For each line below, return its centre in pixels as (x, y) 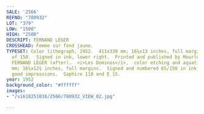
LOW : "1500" (21, 29)
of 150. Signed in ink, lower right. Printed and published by (96, 57)
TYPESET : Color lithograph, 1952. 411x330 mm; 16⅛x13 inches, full (95, 52)
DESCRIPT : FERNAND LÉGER (38, 40)
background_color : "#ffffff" (43, 85)
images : (16, 91)
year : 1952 (20, 79)
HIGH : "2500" (23, 35)
